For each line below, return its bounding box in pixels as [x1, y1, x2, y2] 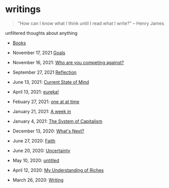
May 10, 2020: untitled [12, 157, 59, 163]
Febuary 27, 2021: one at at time [12, 99, 79, 105]
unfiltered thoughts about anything [5, 30, 77, 36]
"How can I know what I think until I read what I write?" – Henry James [17, 20, 164, 26]
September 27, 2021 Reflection [12, 69, 77, 75]
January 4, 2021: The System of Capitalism [12, 118, 103, 124]
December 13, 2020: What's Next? [12, 128, 85, 134]
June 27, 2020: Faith [12, 137, 56, 144]
